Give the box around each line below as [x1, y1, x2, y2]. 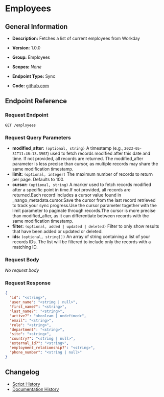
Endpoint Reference [5, 97, 67, 105]
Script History [12, 381, 41, 387]
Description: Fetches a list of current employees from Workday [12, 35, 141, 41]
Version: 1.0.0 [12, 45, 41, 50]
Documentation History [12, 386, 59, 392]
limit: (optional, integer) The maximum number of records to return [12, 171, 153, 177]
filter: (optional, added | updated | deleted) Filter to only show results [12, 223, 160, 229]
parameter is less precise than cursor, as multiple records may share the [12, 161, 158, 166]
